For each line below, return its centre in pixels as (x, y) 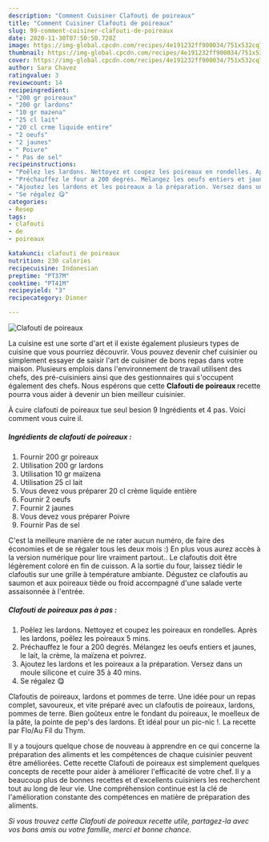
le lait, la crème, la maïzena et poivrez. (83, 655)
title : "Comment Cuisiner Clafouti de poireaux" (91, 23)
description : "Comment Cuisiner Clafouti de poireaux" (102, 16)
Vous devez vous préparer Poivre (75, 516)
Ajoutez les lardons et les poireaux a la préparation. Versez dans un (131, 664)
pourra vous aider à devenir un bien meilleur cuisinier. (97, 394)
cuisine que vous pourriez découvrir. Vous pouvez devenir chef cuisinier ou (133, 352)
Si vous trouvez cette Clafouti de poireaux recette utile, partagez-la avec (129, 820)
